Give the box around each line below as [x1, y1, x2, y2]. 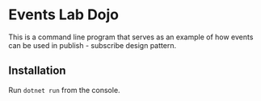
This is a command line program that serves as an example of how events [8, 32, 254, 42]
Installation [8, 64, 66, 78]
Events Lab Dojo [8, 6, 120, 24]
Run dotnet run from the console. [8, 85, 120, 95]
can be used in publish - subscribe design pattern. [8, 40, 176, 50]
